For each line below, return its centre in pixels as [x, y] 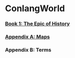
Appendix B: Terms [28, 50]
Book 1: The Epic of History [37, 24]
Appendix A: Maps [28, 37]
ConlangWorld [35, 9]
